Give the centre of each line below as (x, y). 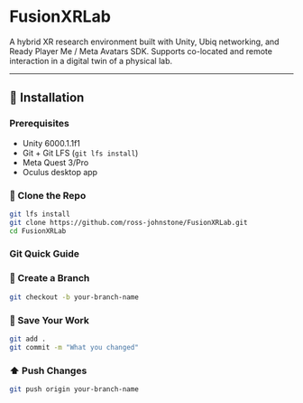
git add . (28, 339)
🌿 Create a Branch (50, 278)
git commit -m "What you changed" (74, 347)
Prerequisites (39, 124)
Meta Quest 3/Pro (55, 162)
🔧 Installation (47, 98)
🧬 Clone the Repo (48, 195)
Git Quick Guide (44, 254)
